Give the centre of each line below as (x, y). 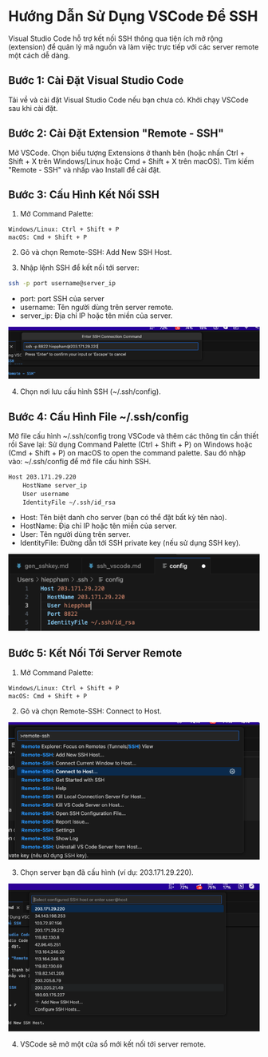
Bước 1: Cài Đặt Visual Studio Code (96, 80)
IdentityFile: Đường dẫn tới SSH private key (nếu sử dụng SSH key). (130, 543)
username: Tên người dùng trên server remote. (97, 308)
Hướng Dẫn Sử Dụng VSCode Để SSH (133, 16)
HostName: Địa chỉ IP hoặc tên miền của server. (98, 526)
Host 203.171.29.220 (43, 477)
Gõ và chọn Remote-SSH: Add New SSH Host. (96, 252)
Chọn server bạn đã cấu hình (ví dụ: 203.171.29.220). (106, 872)
